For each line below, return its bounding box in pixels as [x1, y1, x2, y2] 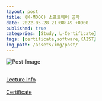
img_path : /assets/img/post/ [6, 42, 78, 48]
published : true [6, 25, 46, 31]
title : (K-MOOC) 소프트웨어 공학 [6, 14, 80, 20]
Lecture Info [6, 75, 36, 83]
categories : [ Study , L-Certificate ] [6, 31, 97, 37]
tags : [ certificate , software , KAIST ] [6, 36, 97, 42]
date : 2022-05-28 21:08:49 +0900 [6, 20, 89, 26]
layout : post [6, 8, 39, 15]
